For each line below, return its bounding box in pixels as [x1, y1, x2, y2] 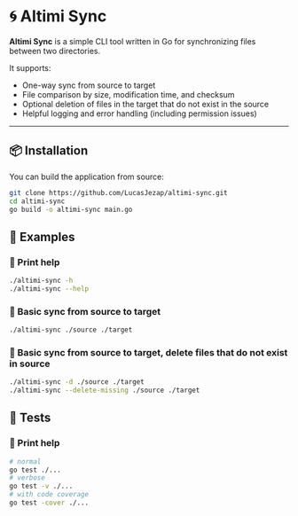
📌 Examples [9, 229, 75, 245]
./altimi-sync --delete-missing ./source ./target [9, 386, 200, 395]
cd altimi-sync [9, 197, 66, 206]
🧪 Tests [9, 410, 51, 426]
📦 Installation [9, 144, 89, 159]
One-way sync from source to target [21, 80, 156, 90]
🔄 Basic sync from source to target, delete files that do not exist [9, 346, 288, 358]
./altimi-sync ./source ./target [9, 325, 133, 334]
